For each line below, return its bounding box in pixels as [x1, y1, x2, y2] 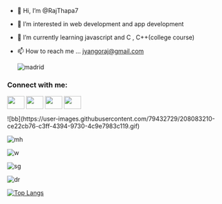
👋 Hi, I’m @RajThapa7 [16, 7, 79, 14]
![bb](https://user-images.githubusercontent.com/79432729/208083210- [7, 114, 215, 123]
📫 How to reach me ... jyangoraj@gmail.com [16, 47, 144, 55]
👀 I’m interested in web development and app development [16, 20, 184, 28]
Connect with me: [7, 80, 68, 90]
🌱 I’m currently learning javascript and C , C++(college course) [16, 33, 195, 41]
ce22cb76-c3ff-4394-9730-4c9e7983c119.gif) [7, 122, 140, 130]
